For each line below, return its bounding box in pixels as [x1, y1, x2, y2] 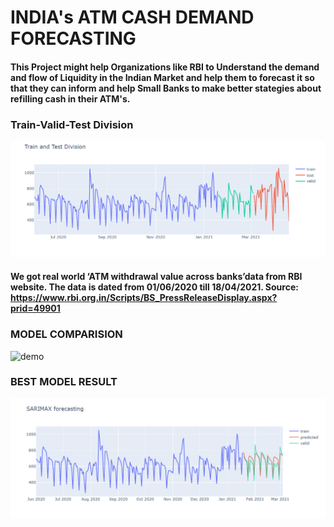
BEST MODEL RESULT [10, 375, 118, 389]
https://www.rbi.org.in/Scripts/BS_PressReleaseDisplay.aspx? [10, 292, 278, 304]
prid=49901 [10, 302, 61, 315]
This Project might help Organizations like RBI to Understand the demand [10, 61, 320, 73]
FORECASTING [10, 27, 137, 50]
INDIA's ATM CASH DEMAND [10, 6, 255, 29]
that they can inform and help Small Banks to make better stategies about [10, 82, 322, 94]
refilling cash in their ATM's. [10, 92, 131, 105]
